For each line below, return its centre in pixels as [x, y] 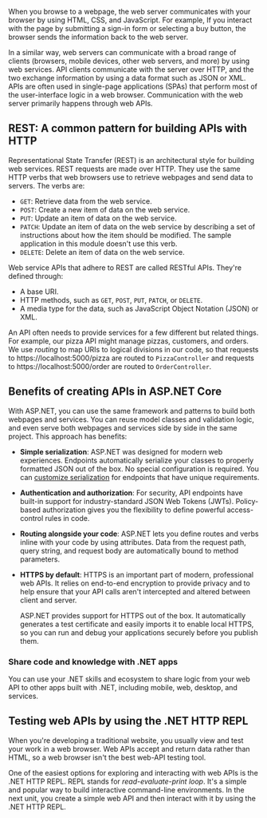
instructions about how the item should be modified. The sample [126, 235]
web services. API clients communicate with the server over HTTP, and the [131, 69]
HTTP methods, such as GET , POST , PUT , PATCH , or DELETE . [111, 300]
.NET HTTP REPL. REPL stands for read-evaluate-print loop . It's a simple [128, 781]
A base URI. [39, 292]
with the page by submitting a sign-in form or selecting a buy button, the [127, 28]
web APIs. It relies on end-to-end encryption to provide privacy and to [135, 583]
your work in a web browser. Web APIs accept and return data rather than [129, 749]
